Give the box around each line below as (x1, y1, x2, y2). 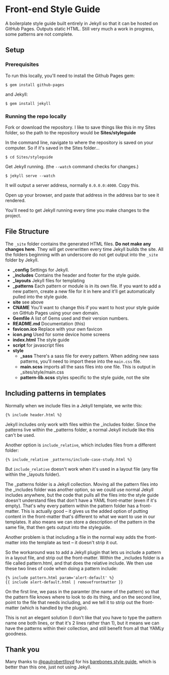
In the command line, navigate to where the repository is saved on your (5, 139, 153, 145)
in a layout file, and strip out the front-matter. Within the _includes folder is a (5, 554, 164, 560)
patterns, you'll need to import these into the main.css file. (20, 358, 142, 364)
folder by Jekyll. (5, 257, 39, 263)
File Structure (5, 227, 49, 236)
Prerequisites (5, 61, 39, 68)
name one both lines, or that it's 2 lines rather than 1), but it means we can (5, 620, 159, 626)
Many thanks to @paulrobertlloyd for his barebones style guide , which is (5, 659, 156, 665)
